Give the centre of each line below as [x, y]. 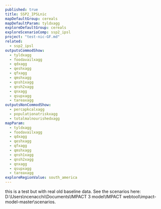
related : [14, 42]
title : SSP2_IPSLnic [26, 14]
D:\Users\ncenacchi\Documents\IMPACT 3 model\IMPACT [63, 197]
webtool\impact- [140, 197]
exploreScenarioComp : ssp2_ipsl [38, 32]
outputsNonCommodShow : [28, 105]
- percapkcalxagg [27, 110]
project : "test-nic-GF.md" [32, 37]
